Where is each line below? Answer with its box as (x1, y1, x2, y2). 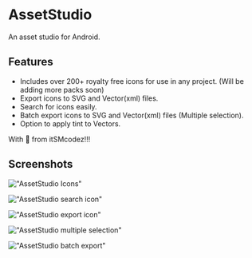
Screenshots (8, 157, 73, 171)
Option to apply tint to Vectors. (19, 118, 121, 129)
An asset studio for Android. (8, 32, 101, 42)
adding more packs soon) (19, 85, 104, 94)
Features (8, 55, 53, 69)
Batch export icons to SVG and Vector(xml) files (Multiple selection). (19, 110, 244, 120)
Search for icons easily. (19, 101, 97, 111)
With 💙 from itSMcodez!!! (8, 134, 91, 144)
